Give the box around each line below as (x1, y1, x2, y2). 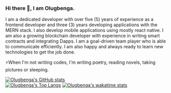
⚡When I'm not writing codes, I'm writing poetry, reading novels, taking (5, 59, 156, 66)
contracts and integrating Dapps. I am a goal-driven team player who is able (5, 38, 166, 44)
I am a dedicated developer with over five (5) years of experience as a (5, 16, 154, 23)
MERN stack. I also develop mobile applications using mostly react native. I (5, 27, 164, 33)
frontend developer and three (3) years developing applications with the (5, 22, 158, 28)
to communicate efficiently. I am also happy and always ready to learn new (5, 44, 163, 50)
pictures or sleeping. (5, 67, 49, 73)
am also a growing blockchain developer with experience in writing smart (5, 33, 160, 39)
